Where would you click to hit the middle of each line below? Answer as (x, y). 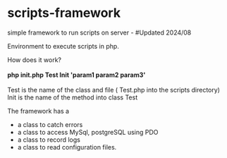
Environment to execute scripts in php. (63, 46)
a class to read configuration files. (67, 147)
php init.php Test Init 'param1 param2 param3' (76, 75)
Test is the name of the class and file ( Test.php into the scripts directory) (114, 90)
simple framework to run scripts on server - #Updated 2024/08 (99, 32)
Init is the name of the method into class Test (73, 97)
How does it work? (35, 60)
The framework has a (38, 111)
